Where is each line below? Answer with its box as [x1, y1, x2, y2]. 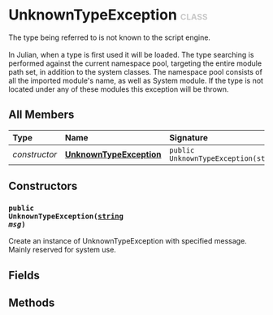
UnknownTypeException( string [8, 212, 124, 221]
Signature [169, 132, 209, 143]
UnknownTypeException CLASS [8, 6, 208, 24]
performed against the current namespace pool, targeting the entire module [8, 58, 262, 68]
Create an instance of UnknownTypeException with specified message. [8, 236, 248, 246]
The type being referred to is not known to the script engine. [8, 32, 211, 42]
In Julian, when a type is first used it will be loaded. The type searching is [8, 50, 254, 59]
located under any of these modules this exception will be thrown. [8, 84, 229, 94]
